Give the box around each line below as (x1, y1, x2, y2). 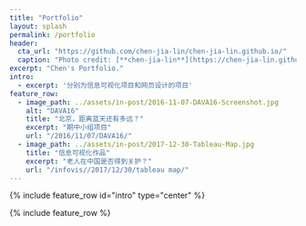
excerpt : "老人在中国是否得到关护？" (25, 156, 153, 166)
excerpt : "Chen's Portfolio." (9, 64, 125, 74)
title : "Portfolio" (9, 13, 84, 23)
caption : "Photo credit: (17, 55, 112, 64)
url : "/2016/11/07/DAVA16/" (25, 132, 132, 141)
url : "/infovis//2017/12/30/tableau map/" (25, 165, 189, 174)
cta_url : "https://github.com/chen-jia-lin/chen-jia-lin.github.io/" (17, 47, 287, 56)
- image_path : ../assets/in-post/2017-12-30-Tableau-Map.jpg (17, 140, 255, 149)
